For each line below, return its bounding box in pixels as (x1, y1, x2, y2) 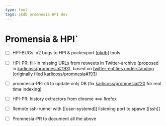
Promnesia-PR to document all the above (12, 116, 96, 122)
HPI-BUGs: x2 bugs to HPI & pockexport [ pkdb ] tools (12, 50, 121, 56)
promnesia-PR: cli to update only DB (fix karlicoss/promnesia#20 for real (12, 80, 162, 86)
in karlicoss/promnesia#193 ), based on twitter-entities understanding (12, 65, 154, 71)
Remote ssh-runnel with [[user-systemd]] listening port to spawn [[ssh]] (12, 106, 161, 112)
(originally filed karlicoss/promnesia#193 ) (12, 71, 97, 77)
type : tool (5, 7, 28, 12)
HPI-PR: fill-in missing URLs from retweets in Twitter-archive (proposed (12, 60, 159, 66)
